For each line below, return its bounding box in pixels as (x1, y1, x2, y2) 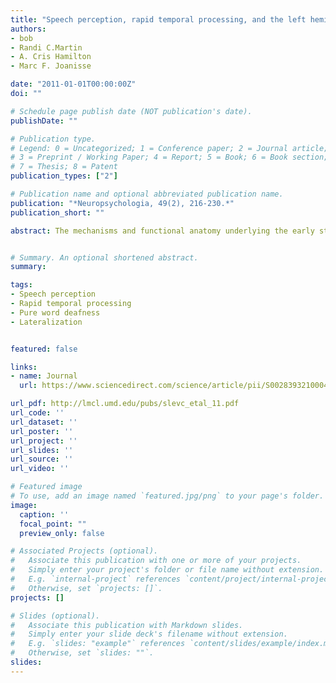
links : (10, 362, 38, 372)
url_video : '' (10, 464, 70, 474)
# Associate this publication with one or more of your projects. (10, 556, 302, 566)
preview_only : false (19, 528, 105, 538)
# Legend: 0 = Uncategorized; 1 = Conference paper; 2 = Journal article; (10, 143, 329, 153)
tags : (10, 280, 33, 290)
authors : (10, 24, 47, 34)
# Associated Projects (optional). (10, 546, 159, 556)
